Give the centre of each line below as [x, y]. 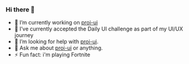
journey [24, 35]
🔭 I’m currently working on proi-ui [56, 23]
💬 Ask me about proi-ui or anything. [58, 48]
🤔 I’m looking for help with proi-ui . [56, 42]
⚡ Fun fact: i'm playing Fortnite [52, 55]
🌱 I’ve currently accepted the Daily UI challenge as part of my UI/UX [99, 29]
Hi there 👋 [20, 10]
